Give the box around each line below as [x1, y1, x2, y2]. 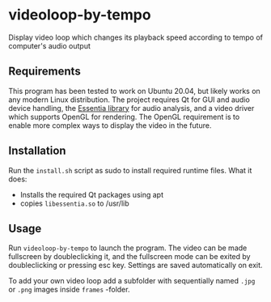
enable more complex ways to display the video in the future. [8, 120, 212, 130]
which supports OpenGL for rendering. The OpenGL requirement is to [8, 112, 240, 121]
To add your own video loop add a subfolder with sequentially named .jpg [8, 276, 256, 286]
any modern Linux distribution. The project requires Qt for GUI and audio [8, 95, 251, 104]
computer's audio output [8, 40, 91, 50]
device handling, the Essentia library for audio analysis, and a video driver [8, 103, 255, 113]
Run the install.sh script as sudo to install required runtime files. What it [8, 165, 252, 175]
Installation [8, 144, 66, 158]
